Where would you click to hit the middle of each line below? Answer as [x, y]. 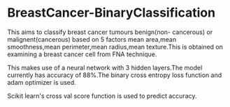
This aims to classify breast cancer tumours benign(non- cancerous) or [110, 32]
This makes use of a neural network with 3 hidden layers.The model [105, 67]
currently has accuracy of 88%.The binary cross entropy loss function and [115, 75]
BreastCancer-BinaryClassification [111, 13]
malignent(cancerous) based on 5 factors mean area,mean [92, 39]
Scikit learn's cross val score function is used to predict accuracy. [102, 96]
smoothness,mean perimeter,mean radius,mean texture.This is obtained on [115, 47]
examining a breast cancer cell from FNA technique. [82, 54]
